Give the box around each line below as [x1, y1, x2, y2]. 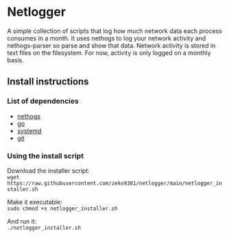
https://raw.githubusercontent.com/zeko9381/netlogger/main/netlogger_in [7, 180, 223, 187]
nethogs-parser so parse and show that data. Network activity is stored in [7, 41, 216, 49]
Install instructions [7, 76, 89, 88]
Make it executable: [7, 198, 63, 206]
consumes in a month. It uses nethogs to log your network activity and [7, 34, 206, 42]
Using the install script [7, 151, 84, 160]
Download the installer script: [7, 166, 91, 175]
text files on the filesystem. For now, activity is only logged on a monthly [7, 49, 211, 57]
